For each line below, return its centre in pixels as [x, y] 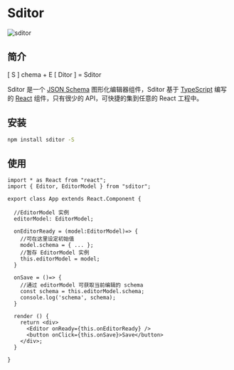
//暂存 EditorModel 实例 [55, 253]
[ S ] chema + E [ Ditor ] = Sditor [54, 74]
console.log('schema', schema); [68, 298]
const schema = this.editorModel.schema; [82, 292]
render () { [32, 317]
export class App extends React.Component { [74, 199]
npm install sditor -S [41, 139]
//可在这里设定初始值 [47, 239]
